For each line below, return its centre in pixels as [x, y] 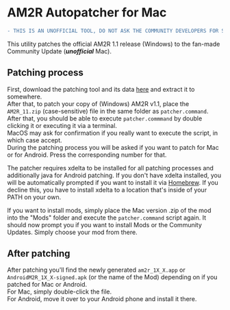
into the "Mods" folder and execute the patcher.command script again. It [107, 218]
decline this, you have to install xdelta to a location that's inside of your [107, 190]
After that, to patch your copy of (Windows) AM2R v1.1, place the [98, 103]
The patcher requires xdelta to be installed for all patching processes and [111, 168]
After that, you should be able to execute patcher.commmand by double [105, 118]
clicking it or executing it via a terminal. [62, 125]
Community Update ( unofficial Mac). [59, 51]
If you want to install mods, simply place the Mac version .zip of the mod [109, 210]
